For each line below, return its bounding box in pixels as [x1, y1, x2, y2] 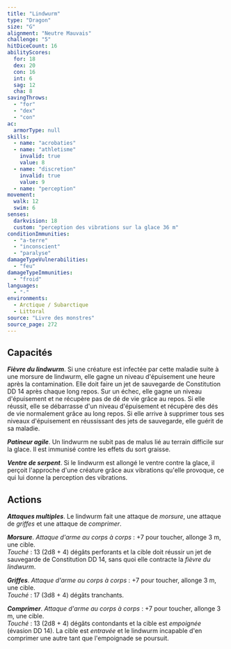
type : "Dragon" [7, 17, 51, 24]
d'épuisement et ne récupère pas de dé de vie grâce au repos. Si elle [7, 395, 205, 403]
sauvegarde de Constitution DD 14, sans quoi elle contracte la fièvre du [7, 555, 211, 564]
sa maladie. [7, 424, 40, 432]
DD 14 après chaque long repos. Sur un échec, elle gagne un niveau [7, 387, 202, 396]
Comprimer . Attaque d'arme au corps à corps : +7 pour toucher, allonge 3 [7, 604, 221, 613]
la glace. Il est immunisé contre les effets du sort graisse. [7, 445, 171, 453]
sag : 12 [13, 81, 36, 88]
